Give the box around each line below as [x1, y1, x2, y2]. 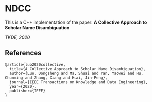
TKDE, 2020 [5, 34, 30, 40]
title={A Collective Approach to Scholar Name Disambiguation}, [9, 66, 146, 71]
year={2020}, [9, 84, 37, 89]
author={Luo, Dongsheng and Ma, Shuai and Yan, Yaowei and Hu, [9, 71, 143, 76]
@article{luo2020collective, [5, 62, 66, 67]
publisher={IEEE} [9, 88, 46, 93]
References [5, 49, 42, 57]
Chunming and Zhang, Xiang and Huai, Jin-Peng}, [5, 75, 108, 80]
